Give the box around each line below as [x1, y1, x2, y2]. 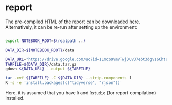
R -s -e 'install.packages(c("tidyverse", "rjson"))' [5, 80, 123, 86]
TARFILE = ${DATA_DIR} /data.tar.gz [5, 61, 77, 67]
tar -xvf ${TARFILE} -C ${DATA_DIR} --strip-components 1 [5, 76, 132, 81]
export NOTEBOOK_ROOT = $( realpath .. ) [5, 38, 86, 44]
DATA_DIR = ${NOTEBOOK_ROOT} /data [5, 48, 74, 53]
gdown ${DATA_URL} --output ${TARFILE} [5, 66, 91, 72]
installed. [5, 95, 25, 101]
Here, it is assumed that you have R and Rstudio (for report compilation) [5, 90, 156, 96]
